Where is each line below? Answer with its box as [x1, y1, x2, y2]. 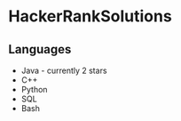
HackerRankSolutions [8, 6, 172, 27]
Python [20, 85, 48, 94]
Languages [8, 42, 72, 57]
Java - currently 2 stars [20, 65, 107, 76]
